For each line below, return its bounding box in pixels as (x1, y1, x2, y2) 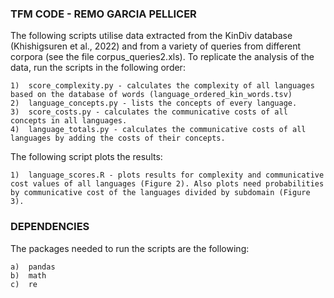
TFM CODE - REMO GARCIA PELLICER (10, 7, 197, 21)
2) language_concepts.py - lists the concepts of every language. (10, 98, 298, 109)
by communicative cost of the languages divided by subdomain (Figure (10, 188, 311, 198)
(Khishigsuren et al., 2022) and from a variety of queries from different (10, 40, 302, 52)
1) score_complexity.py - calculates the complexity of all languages (10, 81, 315, 91)
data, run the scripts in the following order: (10, 62, 186, 74)
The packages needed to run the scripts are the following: (10, 242, 250, 254)
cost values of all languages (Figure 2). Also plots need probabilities (10, 179, 325, 189)
